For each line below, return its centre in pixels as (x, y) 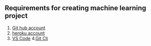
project (16, 16)
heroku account (28, 33)
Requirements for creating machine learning (75, 8)
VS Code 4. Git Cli (30, 38)
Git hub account (29, 28)
